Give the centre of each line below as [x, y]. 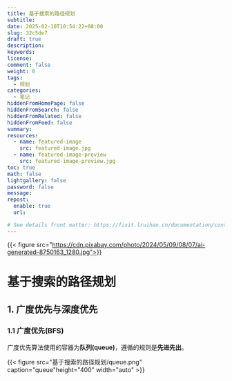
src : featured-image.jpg [55, 148]
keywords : [21, 52]
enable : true [32, 206]
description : [26, 46]
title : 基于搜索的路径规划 [41, 13]
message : [20, 193]
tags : [15, 78]
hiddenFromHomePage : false [46, 104]
